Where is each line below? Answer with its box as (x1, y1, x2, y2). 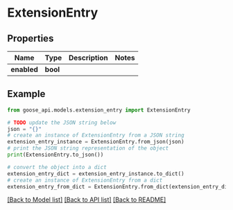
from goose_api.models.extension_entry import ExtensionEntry (7, 106, 191, 114)
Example (7, 88, 46, 100)
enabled (10, 64, 38, 74)
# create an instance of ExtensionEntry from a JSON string (7, 132, 185, 139)
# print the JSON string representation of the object (7, 145, 169, 152)
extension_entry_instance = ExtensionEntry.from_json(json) (7, 139, 185, 146)
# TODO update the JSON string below (7, 119, 116, 126)
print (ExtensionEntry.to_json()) (7, 151, 104, 159)
